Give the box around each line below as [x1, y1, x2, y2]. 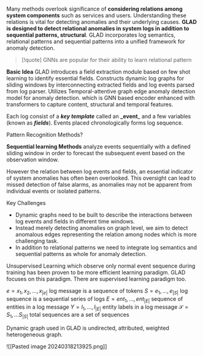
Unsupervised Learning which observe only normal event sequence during [6, 262, 196, 269]
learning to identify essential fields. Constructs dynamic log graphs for [6, 75, 185, 82]
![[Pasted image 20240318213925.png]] [6, 343, 107, 350]
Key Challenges [6, 199, 46, 206]
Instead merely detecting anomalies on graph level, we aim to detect [15, 224, 188, 231]
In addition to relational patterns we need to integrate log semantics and [15, 244, 197, 251]
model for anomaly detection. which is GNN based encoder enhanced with [6, 95, 195, 101]
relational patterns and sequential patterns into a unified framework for [6, 38, 185, 45]
